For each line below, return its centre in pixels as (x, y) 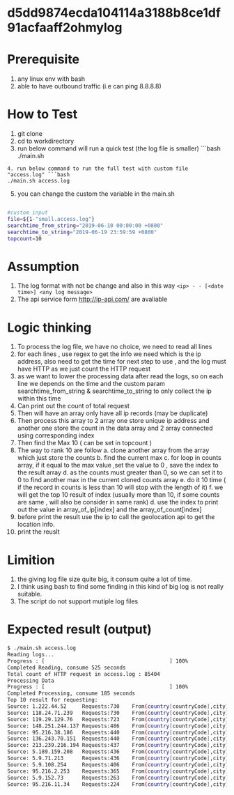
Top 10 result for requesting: (53, 700)
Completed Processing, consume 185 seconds (71, 694)
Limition (31, 560)
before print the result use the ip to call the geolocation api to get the (116, 517)
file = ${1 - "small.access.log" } (51, 219)
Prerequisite (44, 60)
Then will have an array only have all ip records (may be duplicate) (112, 413)
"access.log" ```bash (39, 175)
